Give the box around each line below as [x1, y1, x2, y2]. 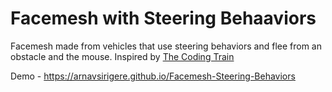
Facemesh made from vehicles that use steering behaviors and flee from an [10, 40, 322, 52]
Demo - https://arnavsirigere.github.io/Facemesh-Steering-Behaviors [10, 70, 296, 82]
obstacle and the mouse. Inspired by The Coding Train [10, 50, 235, 62]
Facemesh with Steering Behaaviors [10, 7, 317, 30]
